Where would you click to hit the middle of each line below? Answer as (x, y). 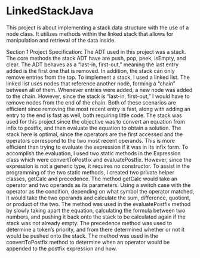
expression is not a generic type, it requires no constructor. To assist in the (98, 166)
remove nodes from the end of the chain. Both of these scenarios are (91, 102)
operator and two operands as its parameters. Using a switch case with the (99, 185)
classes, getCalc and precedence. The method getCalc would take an (92, 179)
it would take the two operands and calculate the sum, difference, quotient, (99, 198)
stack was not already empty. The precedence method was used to (89, 223)
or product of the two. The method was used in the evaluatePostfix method (99, 204)
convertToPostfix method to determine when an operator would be (88, 242)
